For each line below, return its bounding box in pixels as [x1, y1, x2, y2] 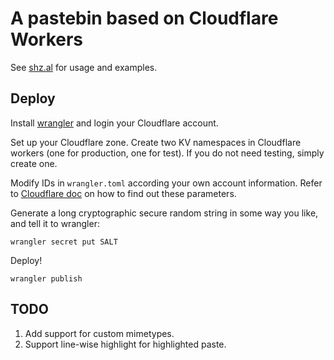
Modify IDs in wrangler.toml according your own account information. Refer [10, 177, 323, 189]
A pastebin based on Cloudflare [10, 7, 279, 30]
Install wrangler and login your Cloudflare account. [10, 117, 219, 129]
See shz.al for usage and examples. [10, 61, 158, 73]
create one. [10, 157, 58, 169]
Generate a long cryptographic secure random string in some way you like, [10, 207, 319, 219]
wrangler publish [10, 273, 83, 284]
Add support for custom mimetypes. [24, 327, 175, 339]
